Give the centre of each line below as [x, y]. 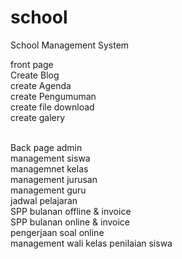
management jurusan [54, 179]
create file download [52, 107]
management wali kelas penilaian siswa [91, 243]
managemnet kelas [49, 168]
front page [32, 64]
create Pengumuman [53, 96]
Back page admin [46, 147]
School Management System [70, 45]
